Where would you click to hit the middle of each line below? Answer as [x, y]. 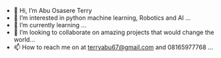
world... [24, 40]
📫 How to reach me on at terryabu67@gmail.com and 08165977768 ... [113, 47]
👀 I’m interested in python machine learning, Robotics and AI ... [102, 18]
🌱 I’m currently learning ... [50, 25]
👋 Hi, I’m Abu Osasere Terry [53, 11]
